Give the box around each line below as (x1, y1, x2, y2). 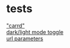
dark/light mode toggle (6, 28, 64, 35)
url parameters (6, 35, 44, 42)
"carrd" (6, 22, 25, 29)
